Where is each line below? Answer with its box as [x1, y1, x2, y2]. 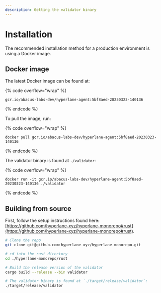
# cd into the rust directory [5, 251, 68, 256]
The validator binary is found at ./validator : [5, 158, 96, 164]
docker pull [5, 135, 30, 140]
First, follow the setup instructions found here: [5, 217, 100, 224]
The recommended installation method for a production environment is [5, 45, 150, 51]
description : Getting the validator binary [5, 7, 97, 12]
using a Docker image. [5, 50, 51, 56]
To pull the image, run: [5, 115, 51, 122]
